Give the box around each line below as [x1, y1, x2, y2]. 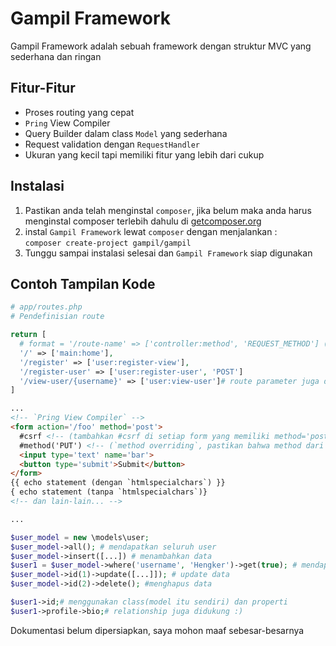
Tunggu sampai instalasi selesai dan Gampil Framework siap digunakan [24, 247, 313, 259]
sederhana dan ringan [10, 50, 102, 62]
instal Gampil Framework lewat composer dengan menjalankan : [24, 225, 278, 237]
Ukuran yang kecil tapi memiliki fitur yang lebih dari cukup [24, 148, 265, 161]
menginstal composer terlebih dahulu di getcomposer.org [24, 215, 262, 227]
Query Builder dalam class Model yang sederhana [24, 127, 228, 139]
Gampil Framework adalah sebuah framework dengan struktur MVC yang [10, 40, 312, 52]
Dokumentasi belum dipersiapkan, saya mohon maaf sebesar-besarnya [10, 624, 305, 636]
